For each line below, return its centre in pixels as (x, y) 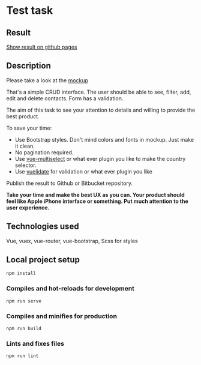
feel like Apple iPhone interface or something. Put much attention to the (97, 201)
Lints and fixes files (35, 343)
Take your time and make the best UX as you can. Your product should (95, 195)
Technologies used (43, 227)
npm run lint (22, 356)
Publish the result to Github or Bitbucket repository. (70, 183)
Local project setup (43, 260)
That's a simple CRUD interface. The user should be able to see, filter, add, (99, 92)
